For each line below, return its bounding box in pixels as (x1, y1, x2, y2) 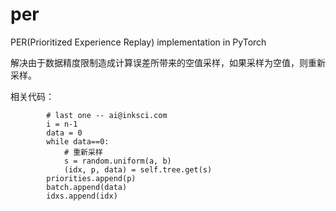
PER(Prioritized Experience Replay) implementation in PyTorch (10, 36, 267, 48)
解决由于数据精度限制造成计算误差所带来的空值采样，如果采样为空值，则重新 (10, 56, 326, 68)
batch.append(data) (46, 182, 128, 192)
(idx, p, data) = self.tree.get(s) (63, 164, 213, 175)
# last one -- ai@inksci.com (46, 110, 168, 120)
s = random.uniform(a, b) (63, 156, 172, 166)
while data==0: (46, 136, 110, 147)
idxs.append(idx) (46, 191, 118, 201)
